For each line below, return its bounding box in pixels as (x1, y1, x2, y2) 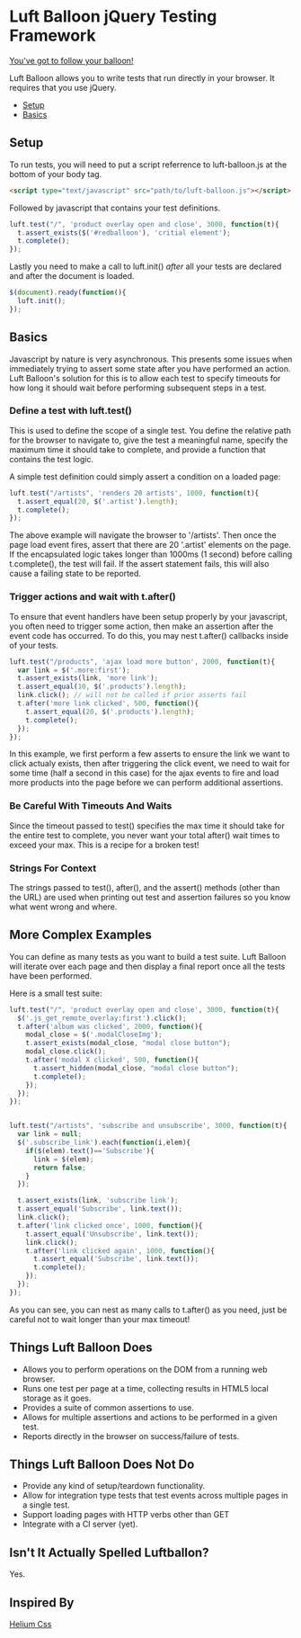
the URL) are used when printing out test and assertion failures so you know (9, 892, 291, 902)
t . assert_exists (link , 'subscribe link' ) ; (17, 1196, 179, 1205)
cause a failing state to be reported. (9, 568, 142, 579)
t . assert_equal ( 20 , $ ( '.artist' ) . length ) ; (17, 497, 179, 506)
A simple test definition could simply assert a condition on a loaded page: (9, 470, 281, 482)
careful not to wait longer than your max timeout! (9, 1313, 190, 1324)
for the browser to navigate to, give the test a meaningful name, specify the (9, 434, 288, 445)
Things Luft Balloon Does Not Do (9, 1457, 195, 1472)
